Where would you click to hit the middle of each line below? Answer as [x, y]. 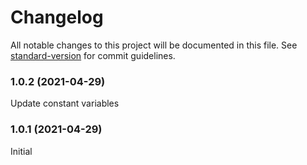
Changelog [57, 17]
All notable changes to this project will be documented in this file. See [154, 45]
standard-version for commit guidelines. [93, 55]
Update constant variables [65, 103]
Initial [21, 151]
